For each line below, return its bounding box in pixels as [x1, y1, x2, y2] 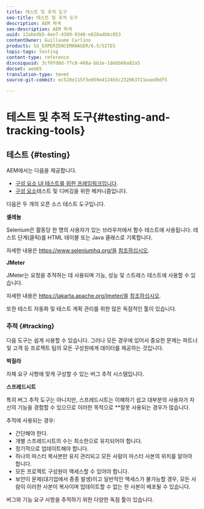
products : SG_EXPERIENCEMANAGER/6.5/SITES [6, 43, 116, 49]
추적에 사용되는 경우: [6, 417, 55, 424]
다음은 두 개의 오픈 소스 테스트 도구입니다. [6, 201, 105, 208]
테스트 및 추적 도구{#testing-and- [6, 110, 171, 124]
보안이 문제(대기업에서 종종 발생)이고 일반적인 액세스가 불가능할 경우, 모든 [15, 475, 190, 483]
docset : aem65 [6, 65, 43, 72]
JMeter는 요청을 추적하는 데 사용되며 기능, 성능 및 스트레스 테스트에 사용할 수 [6, 272, 190, 279]
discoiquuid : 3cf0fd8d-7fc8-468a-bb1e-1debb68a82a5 [6, 60, 140, 66]
